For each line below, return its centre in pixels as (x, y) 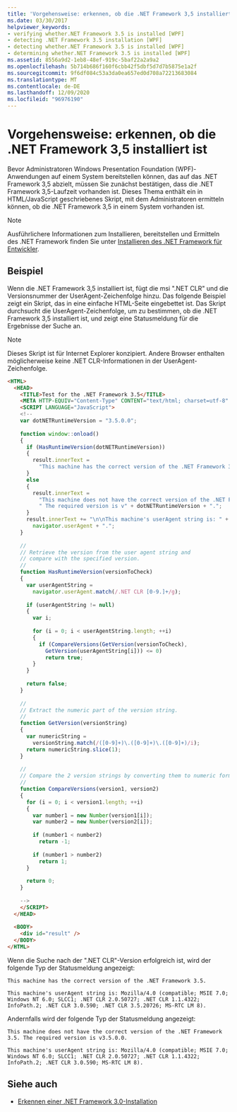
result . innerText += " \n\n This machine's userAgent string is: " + (127, 520)
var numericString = (56, 736)
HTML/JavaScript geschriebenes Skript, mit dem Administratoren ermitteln (116, 199)
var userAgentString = (59, 585)
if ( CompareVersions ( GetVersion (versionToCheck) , (113, 644)
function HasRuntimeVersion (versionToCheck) (86, 572)
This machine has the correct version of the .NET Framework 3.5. (107, 980)
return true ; (64, 658)
